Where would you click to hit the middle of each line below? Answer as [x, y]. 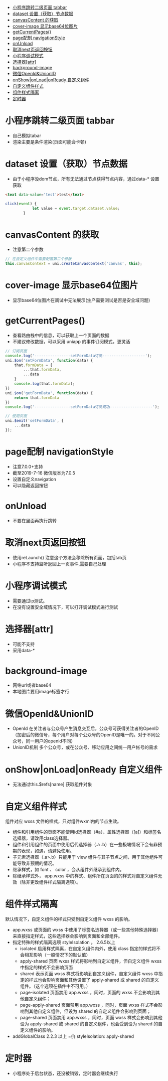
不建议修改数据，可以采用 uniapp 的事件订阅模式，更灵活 [71, 341]
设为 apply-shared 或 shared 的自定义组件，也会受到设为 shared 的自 [91, 1024]
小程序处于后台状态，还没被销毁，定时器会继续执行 [65, 1073]
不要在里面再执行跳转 [34, 520]
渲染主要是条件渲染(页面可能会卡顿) [49, 141]
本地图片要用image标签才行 [41, 692]
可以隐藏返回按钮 [30, 485]
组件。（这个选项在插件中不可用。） [55, 986]
